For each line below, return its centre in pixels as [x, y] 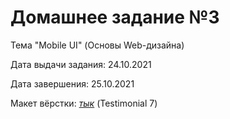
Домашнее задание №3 [115, 17]
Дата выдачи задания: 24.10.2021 [81, 64]
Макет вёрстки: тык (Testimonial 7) [84, 103]
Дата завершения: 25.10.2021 [72, 83]
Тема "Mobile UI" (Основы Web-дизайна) [97, 45]
